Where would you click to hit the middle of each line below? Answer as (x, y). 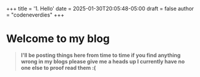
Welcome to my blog (58, 39)
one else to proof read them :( (58, 68)
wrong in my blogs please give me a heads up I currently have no (103, 61)
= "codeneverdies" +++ (35, 15)
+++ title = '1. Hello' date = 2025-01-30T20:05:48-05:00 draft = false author (100, 9)
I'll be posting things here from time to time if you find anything (101, 55)
